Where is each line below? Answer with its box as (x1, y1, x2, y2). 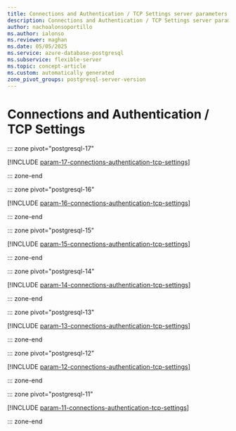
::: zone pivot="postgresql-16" (7, 185, 95, 194)
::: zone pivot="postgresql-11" (7, 390, 93, 399)
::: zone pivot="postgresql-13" (7, 308, 95, 317)
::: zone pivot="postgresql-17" (7, 144, 95, 153)
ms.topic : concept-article (7, 63, 86, 70)
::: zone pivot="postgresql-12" (7, 349, 95, 358)
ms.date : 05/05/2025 (7, 43, 68, 50)
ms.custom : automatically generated (7, 69, 114, 76)
